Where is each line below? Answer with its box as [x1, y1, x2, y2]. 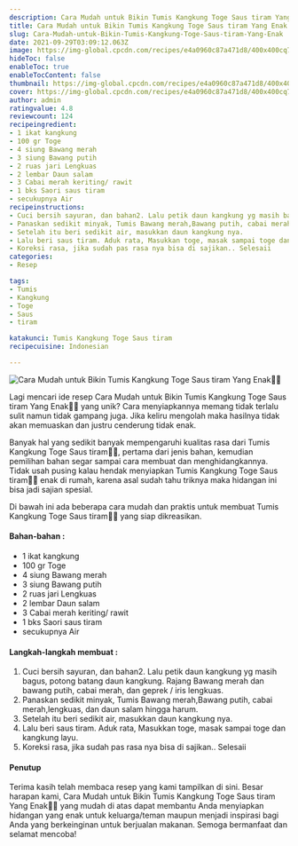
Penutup [9, 762, 42, 772]
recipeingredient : [9, 121, 77, 130]
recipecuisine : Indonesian [9, 343, 109, 352]
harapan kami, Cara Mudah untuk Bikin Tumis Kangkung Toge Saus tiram [9, 791, 276, 802]
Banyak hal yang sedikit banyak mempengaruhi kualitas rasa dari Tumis [9, 437, 271, 447]
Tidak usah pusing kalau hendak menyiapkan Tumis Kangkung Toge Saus [9, 465, 278, 476]
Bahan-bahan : [9, 531, 66, 542]
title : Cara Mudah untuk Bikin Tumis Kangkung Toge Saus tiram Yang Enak [9, 21, 288, 30]
